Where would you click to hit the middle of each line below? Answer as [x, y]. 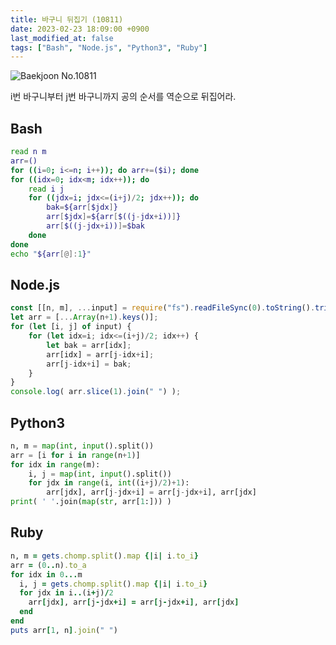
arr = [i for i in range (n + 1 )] [75, 455]
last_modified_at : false [62, 38]
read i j [46, 189]
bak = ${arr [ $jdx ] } [82, 207]
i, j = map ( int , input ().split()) [100, 474]
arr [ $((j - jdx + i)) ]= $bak [95, 226]
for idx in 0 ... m [46, 574]
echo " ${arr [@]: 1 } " [51, 254]
